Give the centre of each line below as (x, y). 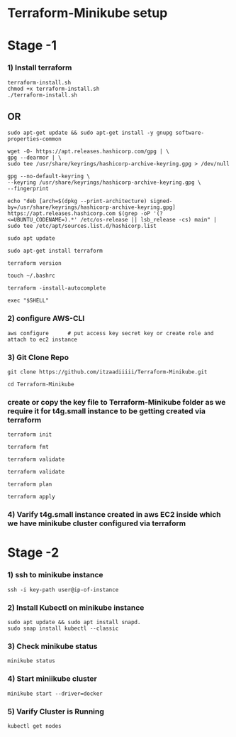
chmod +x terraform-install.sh (54, 89)
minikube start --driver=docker (55, 694)
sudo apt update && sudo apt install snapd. (74, 623)
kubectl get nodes (34, 726)
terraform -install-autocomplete (57, 288)
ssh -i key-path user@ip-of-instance (63, 590)
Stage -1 (32, 46)
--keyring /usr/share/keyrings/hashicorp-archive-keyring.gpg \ (104, 182)
